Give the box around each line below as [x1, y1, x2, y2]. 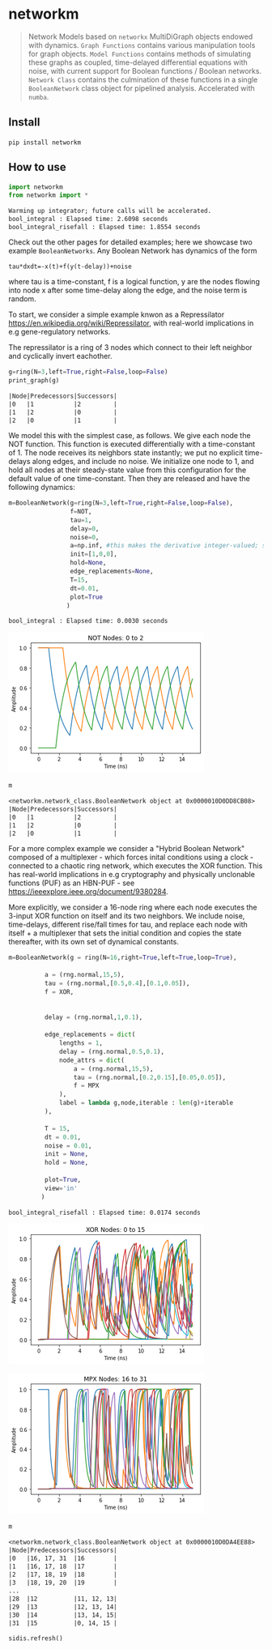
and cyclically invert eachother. [8, 352, 113, 361]
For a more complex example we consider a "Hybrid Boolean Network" [8, 844, 245, 854]
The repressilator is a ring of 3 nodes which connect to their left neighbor [8, 343, 253, 352]
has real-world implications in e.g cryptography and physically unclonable [8, 870, 255, 880]
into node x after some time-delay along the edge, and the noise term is [8, 285, 248, 296]
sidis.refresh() [8, 1634, 63, 1643]
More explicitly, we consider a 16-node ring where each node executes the [8, 902, 257, 912]
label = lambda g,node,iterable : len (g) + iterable [59, 1099, 233, 1107]
